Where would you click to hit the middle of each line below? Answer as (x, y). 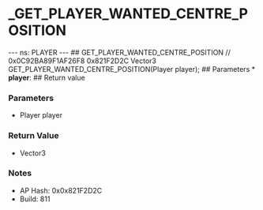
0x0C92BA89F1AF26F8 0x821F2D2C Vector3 (82, 61)
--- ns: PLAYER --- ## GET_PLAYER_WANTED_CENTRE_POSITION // (119, 52)
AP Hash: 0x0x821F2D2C (61, 190)
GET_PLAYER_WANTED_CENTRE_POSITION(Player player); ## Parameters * (131, 69)
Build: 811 (35, 199)
